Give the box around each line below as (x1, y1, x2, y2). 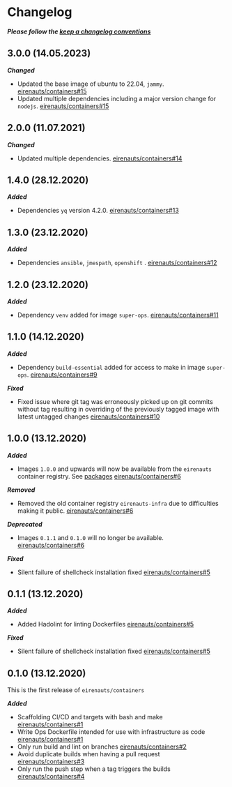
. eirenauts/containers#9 (26, 370, 98, 379)
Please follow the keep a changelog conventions (7, 27, 151, 36)
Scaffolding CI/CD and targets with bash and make (17, 713, 163, 721)
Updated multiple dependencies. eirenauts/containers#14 (17, 154, 183, 163)
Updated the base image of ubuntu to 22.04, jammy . (17, 80, 165, 88)
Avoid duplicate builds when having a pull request (17, 750, 160, 758)
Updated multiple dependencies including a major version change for (17, 94, 217, 103)
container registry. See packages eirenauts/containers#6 (17, 472, 181, 480)
